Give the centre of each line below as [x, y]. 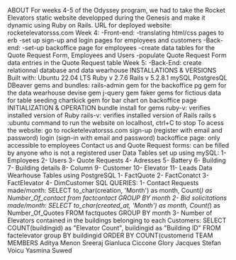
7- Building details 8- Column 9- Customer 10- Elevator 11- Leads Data [110, 168]
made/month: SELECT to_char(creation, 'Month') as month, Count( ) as [110, 190]
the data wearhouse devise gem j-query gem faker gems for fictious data [114, 93]
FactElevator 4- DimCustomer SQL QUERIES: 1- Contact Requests [103, 183]
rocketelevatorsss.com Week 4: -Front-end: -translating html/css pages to [116, 32]
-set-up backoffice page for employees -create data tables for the [118, 48]
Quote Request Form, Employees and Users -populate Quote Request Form [117, 55]
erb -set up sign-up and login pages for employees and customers [105, 40]
